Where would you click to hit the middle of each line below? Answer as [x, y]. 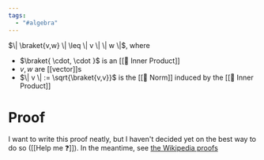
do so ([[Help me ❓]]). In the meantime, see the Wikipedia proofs [113, 148]
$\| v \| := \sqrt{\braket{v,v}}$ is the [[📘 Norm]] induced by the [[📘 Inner [137, 77]
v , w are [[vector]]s [51, 69]
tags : [17, 15]
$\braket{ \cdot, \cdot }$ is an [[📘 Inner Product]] [100, 61]
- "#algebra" [37, 23]
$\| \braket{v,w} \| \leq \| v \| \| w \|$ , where [79, 45]
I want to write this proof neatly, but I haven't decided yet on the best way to [132, 140]
